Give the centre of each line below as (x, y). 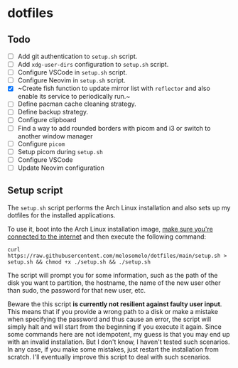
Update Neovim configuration (61, 168)
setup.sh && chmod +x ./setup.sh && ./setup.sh (79, 262)
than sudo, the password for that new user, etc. (77, 290)
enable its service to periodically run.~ (74, 97)
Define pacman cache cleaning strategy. (77, 104)
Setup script (35, 191)
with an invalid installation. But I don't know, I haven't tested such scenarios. (119, 342)
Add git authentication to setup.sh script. (77, 56)
